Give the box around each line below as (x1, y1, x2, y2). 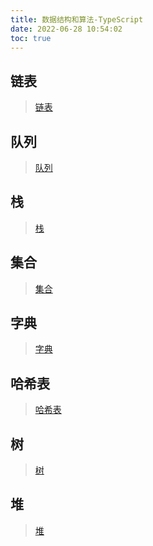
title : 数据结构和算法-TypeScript (10, 14, 144, 25)
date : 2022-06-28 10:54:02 (10, 24, 123, 34)
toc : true (10, 33, 52, 43)
